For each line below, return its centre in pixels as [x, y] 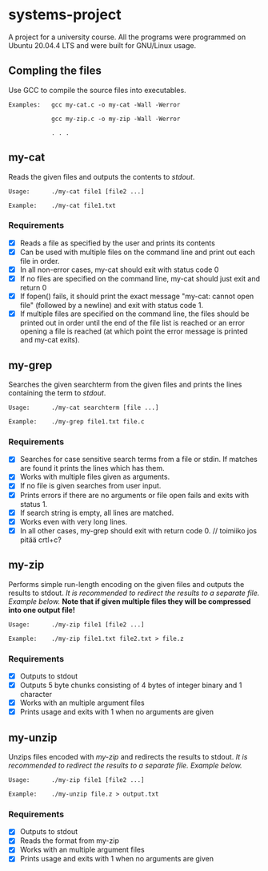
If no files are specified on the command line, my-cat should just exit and [140, 279]
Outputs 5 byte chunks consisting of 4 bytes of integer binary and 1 [131, 685]
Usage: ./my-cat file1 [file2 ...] [77, 191]
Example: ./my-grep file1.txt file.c [77, 422]
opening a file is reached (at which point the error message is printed [134, 331]
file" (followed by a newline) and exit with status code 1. [112, 306]
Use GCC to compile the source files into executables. [97, 90]
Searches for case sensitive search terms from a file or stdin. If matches [138, 460]
